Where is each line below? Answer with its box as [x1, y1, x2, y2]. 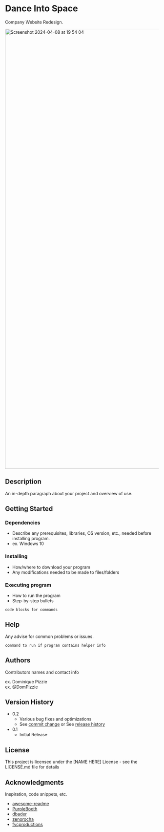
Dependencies [5, 519, 41, 526]
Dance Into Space [5, 3, 78, 14]
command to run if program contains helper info [5, 643, 106, 648]
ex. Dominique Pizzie [5, 679, 47, 684]
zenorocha [12, 816, 34, 822]
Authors [5, 656, 31, 665]
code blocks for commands [5, 607, 58, 613]
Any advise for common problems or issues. [5, 634, 94, 639]
